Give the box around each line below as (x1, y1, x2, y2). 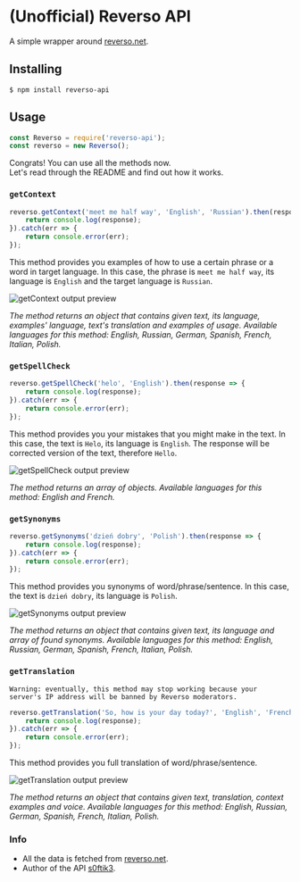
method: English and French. (9, 491, 115, 502)
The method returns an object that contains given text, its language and (9, 625, 275, 636)
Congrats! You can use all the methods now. (9, 158, 171, 169)
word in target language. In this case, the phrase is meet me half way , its (9, 266, 275, 277)
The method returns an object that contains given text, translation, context (9, 792, 284, 803)
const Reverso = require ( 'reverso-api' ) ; (9, 133, 166, 142)
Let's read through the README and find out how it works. (9, 167, 224, 178)
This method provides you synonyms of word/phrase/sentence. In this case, (9, 581, 290, 592)
